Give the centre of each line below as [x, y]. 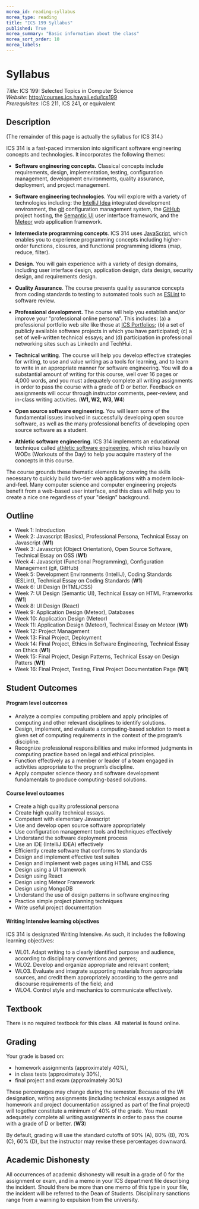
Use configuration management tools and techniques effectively [93, 832]
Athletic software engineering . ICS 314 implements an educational [97, 441]
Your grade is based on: [35, 1056]
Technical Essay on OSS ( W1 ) [51, 555]
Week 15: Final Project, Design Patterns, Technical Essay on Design [97, 657]
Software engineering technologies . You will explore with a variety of [101, 196]
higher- [172, 239]
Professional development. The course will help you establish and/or [100, 312]
